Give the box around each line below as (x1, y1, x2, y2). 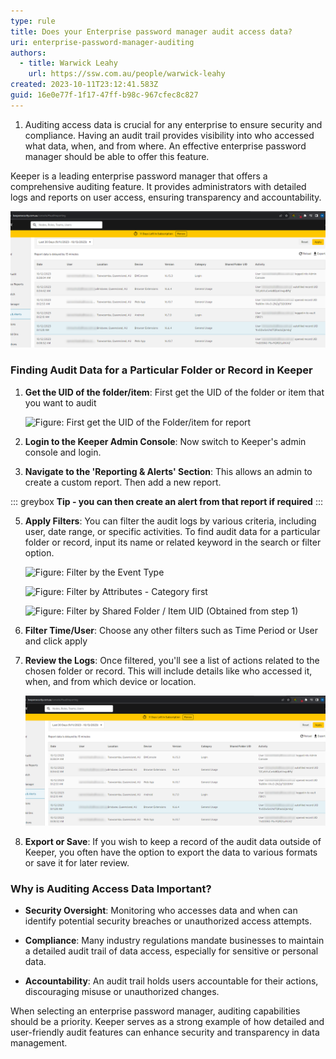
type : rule (10, 16, 56, 26)
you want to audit (24, 396, 97, 409)
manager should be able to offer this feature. (24, 150, 210, 162)
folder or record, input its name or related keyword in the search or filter (24, 536, 322, 548)
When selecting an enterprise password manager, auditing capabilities (10, 1005, 301, 1017)
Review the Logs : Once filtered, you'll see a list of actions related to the (24, 654, 320, 666)
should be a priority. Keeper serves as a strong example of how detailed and (10, 1016, 325, 1028)
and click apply (24, 635, 88, 647)
